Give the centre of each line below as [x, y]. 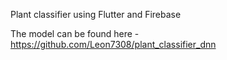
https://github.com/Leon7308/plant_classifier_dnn [113, 44]
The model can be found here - [75, 33]
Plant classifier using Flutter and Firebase [96, 14]
